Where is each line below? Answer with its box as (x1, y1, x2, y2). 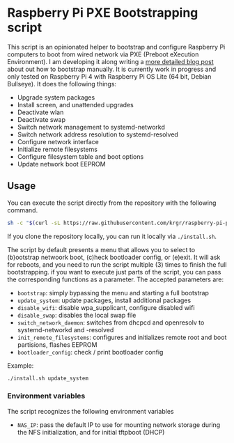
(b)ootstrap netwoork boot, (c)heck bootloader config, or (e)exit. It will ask (7, 253, 221, 261)
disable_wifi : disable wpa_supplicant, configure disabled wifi (17, 303, 195, 311)
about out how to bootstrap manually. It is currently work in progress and (7, 65, 217, 73)
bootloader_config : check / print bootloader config (17, 348, 164, 356)
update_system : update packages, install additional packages (17, 296, 192, 304)
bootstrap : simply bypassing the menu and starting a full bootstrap (17, 288, 209, 297)
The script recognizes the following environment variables (7, 407, 174, 415)
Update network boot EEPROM (17, 160, 106, 168)
